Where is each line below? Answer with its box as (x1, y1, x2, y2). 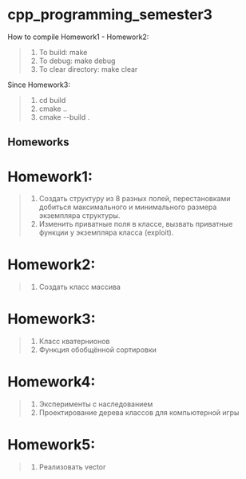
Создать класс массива (38, 282, 121, 292)
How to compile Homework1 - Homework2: (7, 32, 149, 42)
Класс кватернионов (38, 337, 110, 346)
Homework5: (7, 436, 96, 454)
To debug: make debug (38, 56, 116, 65)
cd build (38, 95, 66, 105)
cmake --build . (38, 112, 90, 121)
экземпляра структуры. (38, 211, 121, 220)
